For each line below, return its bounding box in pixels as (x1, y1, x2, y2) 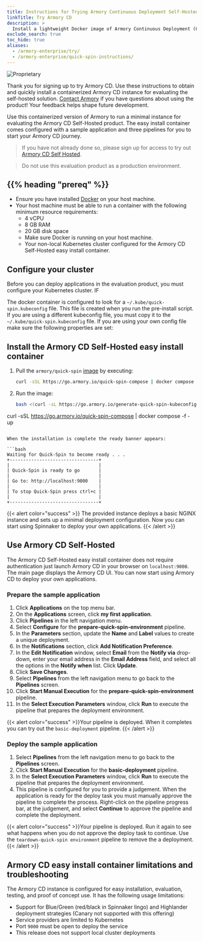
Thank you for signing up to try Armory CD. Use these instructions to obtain (7, 82, 195, 89)
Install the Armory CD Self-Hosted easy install (7, 342, 184, 352)
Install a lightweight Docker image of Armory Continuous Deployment (12, 25, 190, 32)
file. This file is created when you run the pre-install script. (48, 305, 194, 312)
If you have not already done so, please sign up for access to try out (21, 144, 192, 151)
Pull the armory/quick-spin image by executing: (15, 367, 134, 374)
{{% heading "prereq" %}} (7, 179, 109, 190)
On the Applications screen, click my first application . (15, 610, 152, 618)
